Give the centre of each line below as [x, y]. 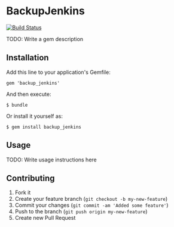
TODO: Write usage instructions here [51, 160]
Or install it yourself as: [34, 116]
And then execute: [29, 94]
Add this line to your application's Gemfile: [58, 72]
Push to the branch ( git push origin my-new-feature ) [81, 212]
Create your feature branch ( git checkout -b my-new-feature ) [91, 199]
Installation [28, 58]
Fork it [23, 192]
